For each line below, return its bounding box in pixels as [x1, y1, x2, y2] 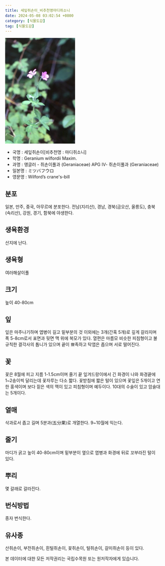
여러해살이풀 [5, 269, 30, 276]
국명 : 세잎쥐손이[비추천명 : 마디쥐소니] [12, 149, 87, 155]
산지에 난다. [5, 240, 28, 246]
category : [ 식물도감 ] [5, 18, 45, 23]
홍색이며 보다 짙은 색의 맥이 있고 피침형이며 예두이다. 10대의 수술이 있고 [10, 384, 148, 389]
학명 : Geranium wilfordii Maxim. [12, 155, 77, 161]
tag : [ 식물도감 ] [5, 24, 34, 29]
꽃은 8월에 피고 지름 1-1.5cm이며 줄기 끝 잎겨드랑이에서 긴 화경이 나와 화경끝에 [5, 371, 156, 377]
